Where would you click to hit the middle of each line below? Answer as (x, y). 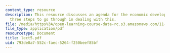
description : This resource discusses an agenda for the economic (77, 15)
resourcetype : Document (30, 33)
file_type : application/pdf (35, 29)
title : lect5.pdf (24, 38)
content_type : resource (30, 10)
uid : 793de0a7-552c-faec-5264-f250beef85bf (52, 43)
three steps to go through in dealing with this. (63, 19)
